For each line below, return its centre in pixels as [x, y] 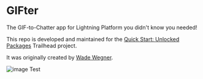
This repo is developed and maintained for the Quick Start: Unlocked [93, 39]
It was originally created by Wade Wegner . [60, 57]
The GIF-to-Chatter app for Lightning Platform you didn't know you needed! [102, 27]
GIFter [22, 11]
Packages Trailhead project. [42, 46]
